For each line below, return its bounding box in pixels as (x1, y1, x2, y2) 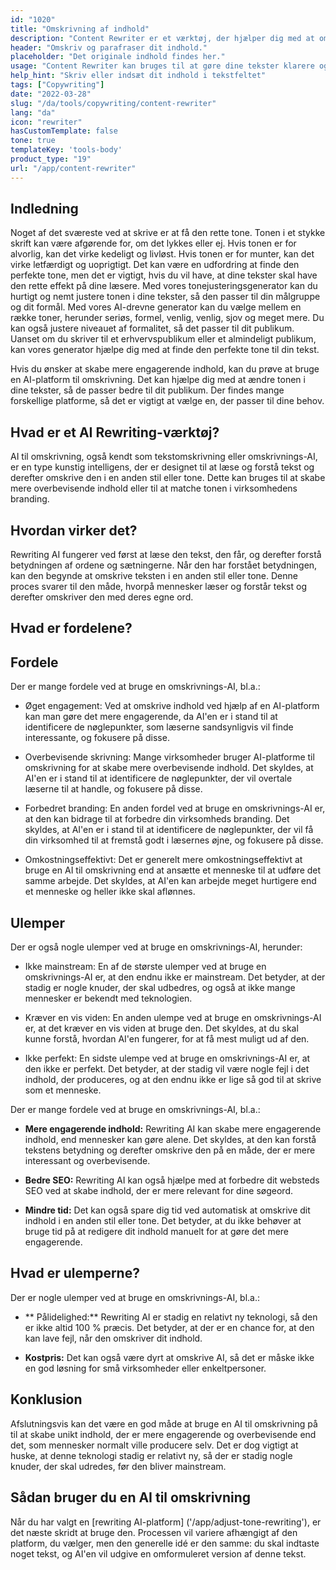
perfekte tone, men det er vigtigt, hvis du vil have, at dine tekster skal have (10, 269, 318, 281)
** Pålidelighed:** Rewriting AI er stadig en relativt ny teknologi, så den (24, 1311, 318, 1323)
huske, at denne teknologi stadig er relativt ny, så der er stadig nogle (10, 1449, 293, 1461)
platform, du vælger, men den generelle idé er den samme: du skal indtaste (10, 1537, 320, 1549)
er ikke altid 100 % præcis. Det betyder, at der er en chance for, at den (24, 1321, 315, 1333)
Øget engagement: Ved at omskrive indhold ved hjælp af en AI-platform (24, 700, 320, 712)
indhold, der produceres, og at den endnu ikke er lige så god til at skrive (24, 1074, 322, 1086)
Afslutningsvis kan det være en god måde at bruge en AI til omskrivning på (10, 1417, 318, 1430)
